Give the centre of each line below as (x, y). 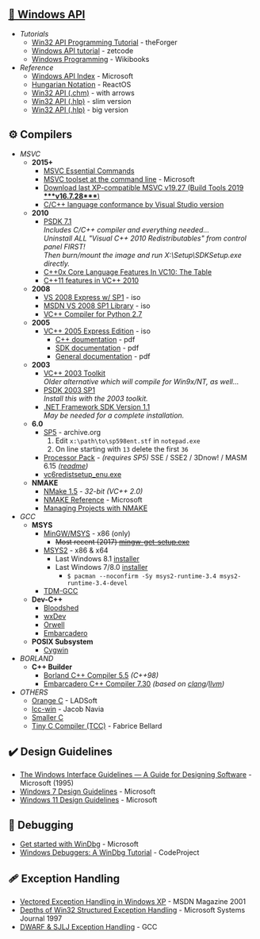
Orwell (54, 625)
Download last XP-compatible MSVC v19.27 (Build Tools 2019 (143, 187)
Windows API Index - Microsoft (82, 75)
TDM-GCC (61, 591)
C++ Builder (52, 667)
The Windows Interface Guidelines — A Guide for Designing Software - (136, 775)
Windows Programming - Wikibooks (90, 59)
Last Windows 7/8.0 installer (101, 567)
